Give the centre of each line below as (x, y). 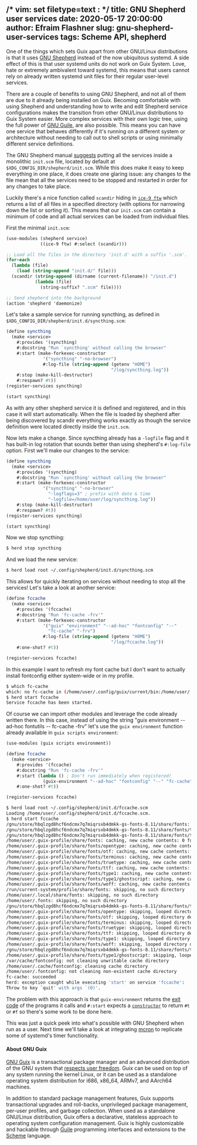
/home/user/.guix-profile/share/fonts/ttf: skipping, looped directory (95, 933)
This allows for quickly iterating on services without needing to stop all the (96, 582)
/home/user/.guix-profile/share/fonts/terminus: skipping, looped (89, 923)
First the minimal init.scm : (38, 228)
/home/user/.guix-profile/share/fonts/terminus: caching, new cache (91, 857)
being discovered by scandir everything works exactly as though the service (98, 420)
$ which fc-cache (27, 686)
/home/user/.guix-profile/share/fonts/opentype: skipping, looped (89, 911)
